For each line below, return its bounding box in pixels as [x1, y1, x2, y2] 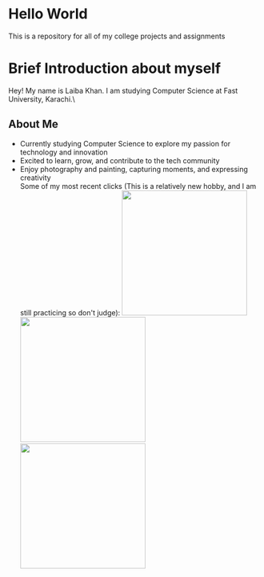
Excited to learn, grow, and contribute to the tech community [19, 155, 220, 165]
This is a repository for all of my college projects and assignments [8, 31, 226, 41]
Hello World [8, 5, 88, 23]
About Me [8, 118, 58, 131]
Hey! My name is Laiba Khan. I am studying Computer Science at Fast [8, 86, 238, 95]
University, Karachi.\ [8, 94, 76, 104]
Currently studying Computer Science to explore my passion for [19, 138, 230, 148]
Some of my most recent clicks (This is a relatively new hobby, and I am [19, 181, 257, 190]
